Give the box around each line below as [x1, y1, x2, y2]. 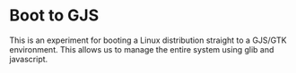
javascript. [9, 53, 48, 64]
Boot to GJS [9, 5, 100, 26]
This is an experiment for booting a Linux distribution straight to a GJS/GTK [9, 35, 287, 45]
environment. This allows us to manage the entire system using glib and [9, 44, 274, 54]
